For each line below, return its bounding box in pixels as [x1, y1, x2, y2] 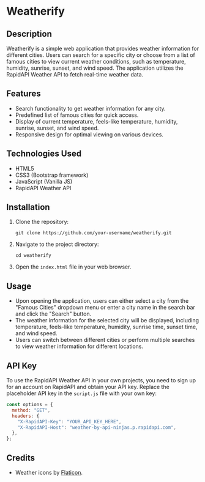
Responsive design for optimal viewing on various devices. [15, 130, 164, 138]
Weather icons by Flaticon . [15, 469, 83, 476]
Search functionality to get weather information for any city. [15, 105, 166, 112]
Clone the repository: [15, 218, 69, 226]
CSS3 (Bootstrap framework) [15, 171, 89, 179]
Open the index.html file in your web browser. [15, 263, 132, 270]
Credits [6, 453, 35, 463]
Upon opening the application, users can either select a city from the [15, 297, 189, 305]
